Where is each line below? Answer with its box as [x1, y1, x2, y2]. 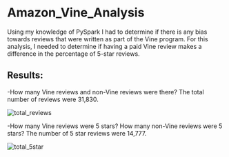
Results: [7, 70, 43, 81]
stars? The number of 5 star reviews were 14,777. [7, 129, 147, 137]
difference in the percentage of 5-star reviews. [7, 50, 140, 58]
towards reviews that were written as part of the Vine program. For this [7, 34, 208, 43]
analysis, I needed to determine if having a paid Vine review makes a [7, 42, 202, 50]
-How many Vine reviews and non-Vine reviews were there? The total [7, 87, 205, 96]
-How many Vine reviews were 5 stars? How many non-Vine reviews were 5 [7, 122, 223, 130]
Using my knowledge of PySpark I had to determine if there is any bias [7, 28, 208, 36]
